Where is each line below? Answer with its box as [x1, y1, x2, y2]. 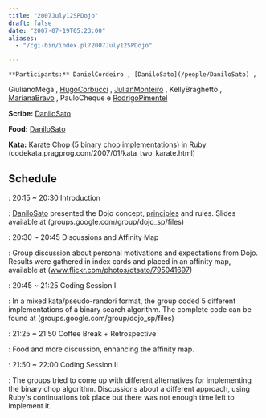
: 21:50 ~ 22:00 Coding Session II [8, 359, 119, 369]
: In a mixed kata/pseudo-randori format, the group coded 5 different [8, 296, 235, 306]
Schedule [8, 172, 58, 185]
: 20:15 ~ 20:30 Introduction [8, 193, 100, 202]
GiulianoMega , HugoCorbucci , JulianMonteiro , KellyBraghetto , [8, 85, 223, 95]
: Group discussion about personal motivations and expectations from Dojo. [8, 248, 259, 258]
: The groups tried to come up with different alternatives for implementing [8, 375, 252, 385]
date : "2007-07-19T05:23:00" [8, 26, 106, 34]
